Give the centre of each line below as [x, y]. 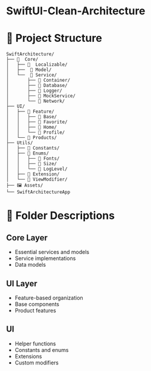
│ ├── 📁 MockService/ [41, 96]
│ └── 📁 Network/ [36, 101]
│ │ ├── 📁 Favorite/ [37, 122]
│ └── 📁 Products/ [32, 138]
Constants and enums [42, 350]
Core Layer [27, 238]
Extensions [28, 356]
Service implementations [45, 258]
